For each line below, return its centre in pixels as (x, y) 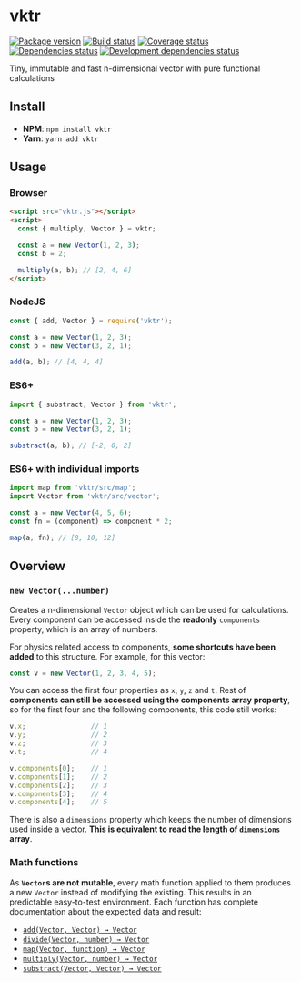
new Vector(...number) (60, 591)
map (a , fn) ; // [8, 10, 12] (63, 537)
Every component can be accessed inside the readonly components (135, 619)
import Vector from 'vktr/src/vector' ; (85, 496)
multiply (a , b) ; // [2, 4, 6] (75, 270)
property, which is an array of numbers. (84, 629)
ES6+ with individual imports (75, 469)
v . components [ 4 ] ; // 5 (58, 803)
